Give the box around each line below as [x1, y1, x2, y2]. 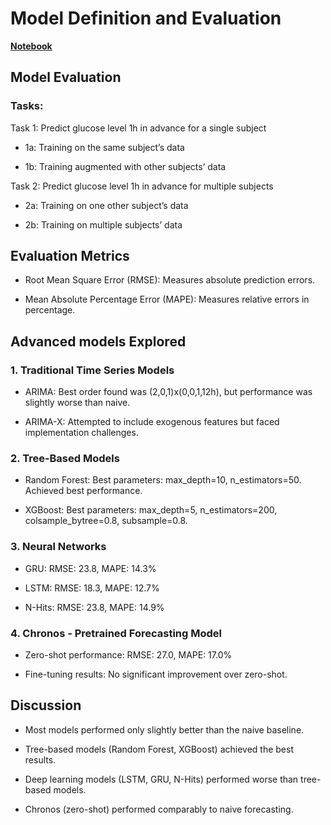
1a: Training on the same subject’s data [24, 141, 185, 153]
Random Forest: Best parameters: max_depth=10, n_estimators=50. [24, 474, 302, 486]
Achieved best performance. [24, 485, 143, 497]
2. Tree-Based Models [10, 452, 120, 466]
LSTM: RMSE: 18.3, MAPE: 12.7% [24, 582, 160, 594]
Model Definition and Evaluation [10, 7, 282, 30]
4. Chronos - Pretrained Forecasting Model [10, 626, 222, 640]
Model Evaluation [10, 69, 122, 86]
